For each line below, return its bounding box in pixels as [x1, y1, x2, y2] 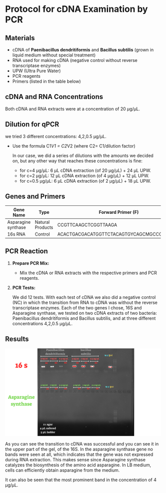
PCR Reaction [5, 247, 48, 255]
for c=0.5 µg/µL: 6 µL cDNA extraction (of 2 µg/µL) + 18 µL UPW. [19, 178, 152, 184]
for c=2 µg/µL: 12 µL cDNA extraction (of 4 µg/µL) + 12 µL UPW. [19, 172, 149, 179]
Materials [5, 34, 35, 42]
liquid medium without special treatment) [12, 52, 96, 58]
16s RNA [7, 231, 26, 237]
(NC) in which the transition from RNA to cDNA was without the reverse [12, 299, 158, 305]
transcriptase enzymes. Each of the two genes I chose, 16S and [12, 304, 142, 310]
